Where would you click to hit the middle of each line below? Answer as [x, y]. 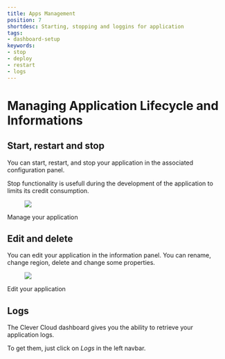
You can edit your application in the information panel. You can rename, [109, 255]
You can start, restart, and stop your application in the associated [100, 163]
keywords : [21, 46]
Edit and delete [40, 238]
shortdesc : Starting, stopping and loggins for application [96, 26]
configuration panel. [36, 169]
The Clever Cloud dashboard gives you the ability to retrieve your [100, 328]
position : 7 [24, 20]
